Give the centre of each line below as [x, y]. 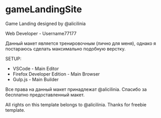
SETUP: [13, 58]
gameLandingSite [44, 9]
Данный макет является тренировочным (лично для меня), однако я [81, 43]
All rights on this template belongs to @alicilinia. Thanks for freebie [76, 104]
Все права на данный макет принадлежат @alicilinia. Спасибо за [76, 89]
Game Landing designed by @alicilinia [46, 23]
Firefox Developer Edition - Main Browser [56, 74]
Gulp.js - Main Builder [36, 79]
